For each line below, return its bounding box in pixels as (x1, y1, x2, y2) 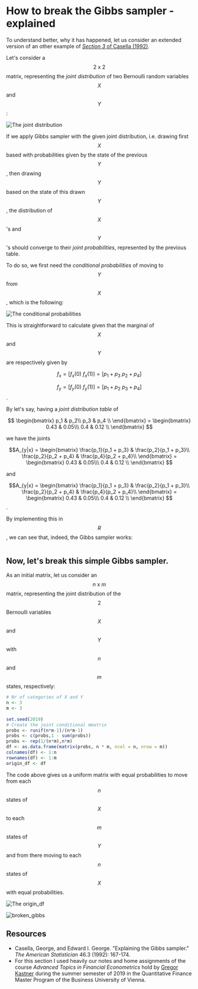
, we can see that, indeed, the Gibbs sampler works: (6, 534, 133, 541)
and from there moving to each (6, 851, 82, 859)
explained (6, 17, 56, 30)
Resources (6, 929, 47, 939)
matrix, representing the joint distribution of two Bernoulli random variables (6, 72, 189, 79)
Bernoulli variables (6, 609, 51, 616)
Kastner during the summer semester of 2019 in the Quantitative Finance (14, 969, 192, 977)
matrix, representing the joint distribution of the (6, 590, 121, 597)
